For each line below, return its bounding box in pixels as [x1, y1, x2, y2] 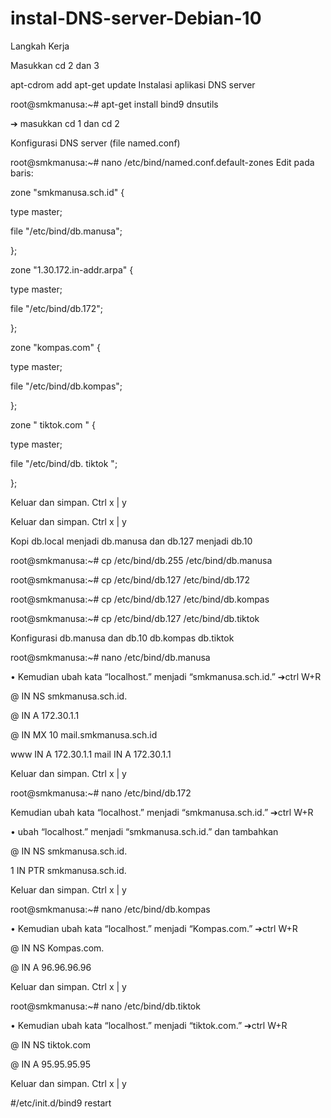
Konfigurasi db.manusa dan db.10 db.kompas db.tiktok [10, 632, 235, 644]
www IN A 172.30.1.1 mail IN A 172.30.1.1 [10, 748, 172, 760]
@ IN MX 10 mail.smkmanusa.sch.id [10, 728, 158, 741]
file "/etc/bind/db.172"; [10, 302, 103, 314]
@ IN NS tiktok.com [10, 1038, 92, 1051]
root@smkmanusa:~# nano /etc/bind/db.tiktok [10, 1000, 201, 1012]
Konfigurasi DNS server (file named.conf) [10, 137, 181, 149]
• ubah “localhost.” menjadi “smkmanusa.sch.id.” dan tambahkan [10, 825, 279, 837]
